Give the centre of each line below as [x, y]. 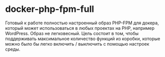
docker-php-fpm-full [50, 9]
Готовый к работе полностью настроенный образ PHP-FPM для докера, [82, 23]
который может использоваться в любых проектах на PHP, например [80, 28]
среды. [13, 49]
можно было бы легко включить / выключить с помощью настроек [77, 44]
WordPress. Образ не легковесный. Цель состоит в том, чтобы [72, 33]
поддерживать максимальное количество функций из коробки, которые [83, 39]
